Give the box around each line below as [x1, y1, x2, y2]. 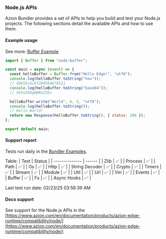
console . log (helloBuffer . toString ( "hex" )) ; [9, 76, 101, 81]
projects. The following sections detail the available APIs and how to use [5, 20, 153, 26]
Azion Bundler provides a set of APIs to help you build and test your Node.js [5, 15, 161, 21]
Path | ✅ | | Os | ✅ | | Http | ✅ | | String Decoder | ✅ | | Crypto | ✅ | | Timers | [5, 164, 162, 170]
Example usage [5, 37, 38, 43]
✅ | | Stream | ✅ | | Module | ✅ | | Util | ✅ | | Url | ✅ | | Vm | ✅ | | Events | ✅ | [5, 169, 160, 175]
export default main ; [5, 126, 50, 131]
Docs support [5, 196, 34, 202]
